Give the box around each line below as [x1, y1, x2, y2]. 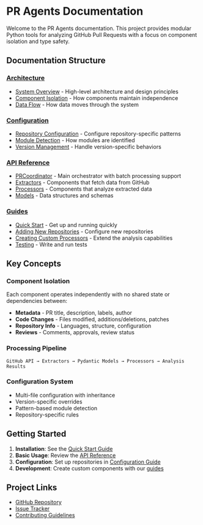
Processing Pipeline [6, 344, 67, 353]
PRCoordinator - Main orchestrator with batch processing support [15, 172, 182, 180]
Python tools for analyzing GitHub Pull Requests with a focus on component [6, 31, 197, 38]
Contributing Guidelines [15, 512, 75, 519]
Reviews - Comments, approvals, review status [15, 329, 135, 336]
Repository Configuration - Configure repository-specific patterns [15, 130, 182, 137]
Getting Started [6, 429, 67, 439]
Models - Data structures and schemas [15, 192, 114, 199]
